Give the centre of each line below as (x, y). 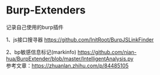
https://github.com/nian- (107, 52)
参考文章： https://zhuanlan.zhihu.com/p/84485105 (67, 66)
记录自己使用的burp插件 (35, 27)
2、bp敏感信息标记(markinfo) (41, 52)
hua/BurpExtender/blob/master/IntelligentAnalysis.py (70, 59)
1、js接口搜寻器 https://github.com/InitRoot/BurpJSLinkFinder (80, 39)
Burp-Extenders (46, 10)
